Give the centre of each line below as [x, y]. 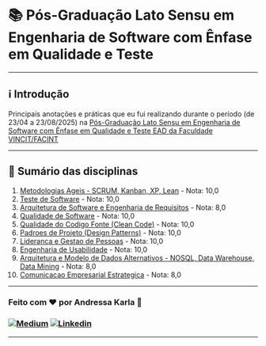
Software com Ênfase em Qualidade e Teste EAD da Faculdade [111, 131]
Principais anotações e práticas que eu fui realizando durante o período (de [131, 114]
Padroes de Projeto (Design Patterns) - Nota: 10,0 [101, 232]
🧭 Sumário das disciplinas [73, 171]
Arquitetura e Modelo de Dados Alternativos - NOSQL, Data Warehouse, [137, 257]
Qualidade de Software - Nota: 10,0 [77, 215]
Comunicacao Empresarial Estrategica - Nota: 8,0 [101, 275]
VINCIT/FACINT [34, 139]
